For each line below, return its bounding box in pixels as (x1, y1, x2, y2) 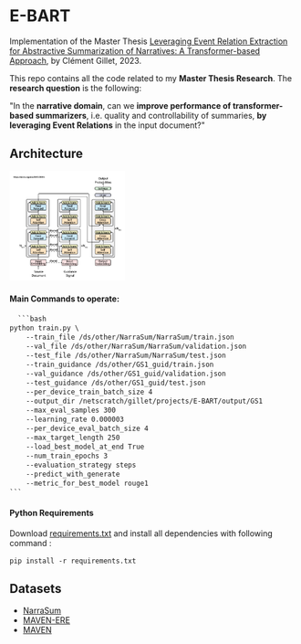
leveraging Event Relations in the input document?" (9, 120, 205, 131)
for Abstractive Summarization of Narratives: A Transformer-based (9, 45, 261, 56)
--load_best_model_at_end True (26, 442, 145, 452)
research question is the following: (9, 82, 142, 93)
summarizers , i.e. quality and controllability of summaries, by (35, 110, 267, 121)
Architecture (9, 146, 84, 162)
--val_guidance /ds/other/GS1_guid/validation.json (26, 369, 226, 379)
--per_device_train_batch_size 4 (26, 387, 153, 397)
